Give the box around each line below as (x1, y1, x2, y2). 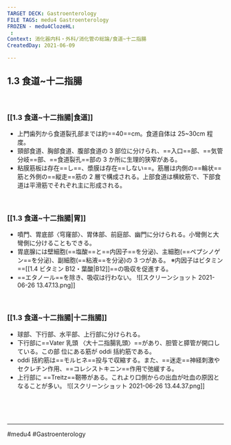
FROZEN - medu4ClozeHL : (7, 23, 76, 30)
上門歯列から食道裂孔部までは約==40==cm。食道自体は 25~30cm (16, 130, 206, 138)
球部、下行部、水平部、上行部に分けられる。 (16, 330, 144, 338)
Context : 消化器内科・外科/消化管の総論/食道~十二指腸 (7, 36, 146, 43)
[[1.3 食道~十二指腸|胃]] (7, 214, 86, 223)
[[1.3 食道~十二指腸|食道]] (7, 112, 93, 122)
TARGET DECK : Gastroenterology (7, 10, 97, 17)
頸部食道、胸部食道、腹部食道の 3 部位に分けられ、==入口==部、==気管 (16, 147, 223, 155)
